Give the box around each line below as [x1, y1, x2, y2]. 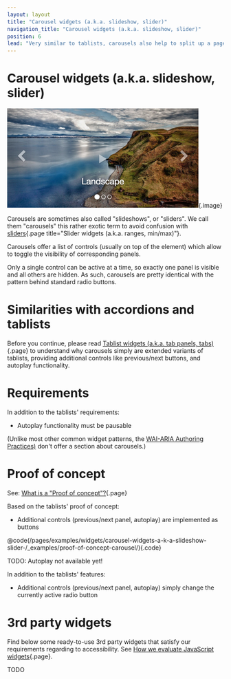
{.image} [198, 202, 223, 210]
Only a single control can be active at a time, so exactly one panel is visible [7, 263, 220, 272]
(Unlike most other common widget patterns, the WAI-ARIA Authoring [7, 434, 204, 443]
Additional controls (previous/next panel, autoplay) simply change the [16, 583, 214, 592]
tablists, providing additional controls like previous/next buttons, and [7, 354, 201, 362]
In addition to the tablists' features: [7, 570, 106, 578]
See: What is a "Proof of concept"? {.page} [7, 488, 128, 497]
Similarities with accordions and [7, 302, 195, 318]
